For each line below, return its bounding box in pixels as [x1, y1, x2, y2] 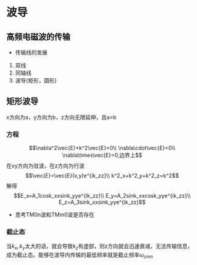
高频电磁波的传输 [6, 32, 71, 42]
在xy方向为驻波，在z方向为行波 [6, 162, 85, 170]
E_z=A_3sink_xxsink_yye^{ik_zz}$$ [58, 198, 146, 206]
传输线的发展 [15, 49, 47, 56]
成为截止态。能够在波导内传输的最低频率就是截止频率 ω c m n [6, 251, 153, 260]
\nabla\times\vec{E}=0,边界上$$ [61, 152, 143, 159]
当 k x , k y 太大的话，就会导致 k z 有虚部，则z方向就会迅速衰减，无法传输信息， [6, 243, 193, 252]
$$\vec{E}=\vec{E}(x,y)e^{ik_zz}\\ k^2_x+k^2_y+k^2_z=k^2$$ [25, 172, 179, 179]
